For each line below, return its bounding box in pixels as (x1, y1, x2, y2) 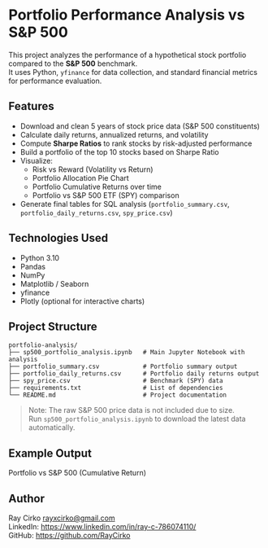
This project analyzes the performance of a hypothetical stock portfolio (8, 50, 247, 59)
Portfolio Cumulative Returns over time (32, 182, 162, 191)
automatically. (28, 423, 76, 432)
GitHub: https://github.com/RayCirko (8, 531, 131, 540)
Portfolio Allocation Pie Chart (32, 173, 130, 182)
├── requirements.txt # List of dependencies (8, 384, 223, 392)
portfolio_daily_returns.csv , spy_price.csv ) (19, 208, 173, 217)
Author (8, 491, 45, 506)
